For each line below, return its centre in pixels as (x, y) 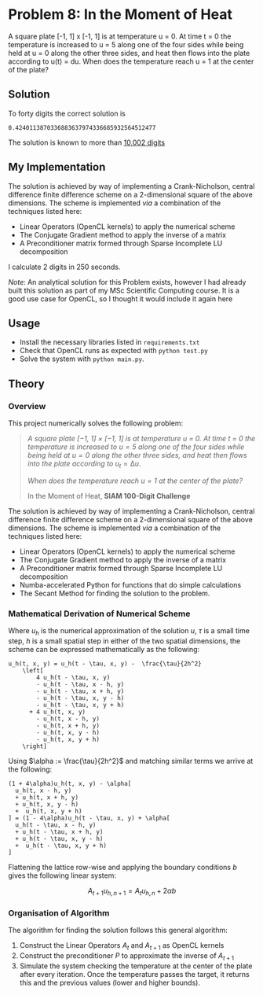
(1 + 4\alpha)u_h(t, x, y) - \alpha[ (70, 783)
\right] (35, 746)
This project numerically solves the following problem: (95, 423)
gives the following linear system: (62, 875)
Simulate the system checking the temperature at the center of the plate (136, 966)
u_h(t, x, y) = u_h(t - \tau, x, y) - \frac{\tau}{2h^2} (105, 663)
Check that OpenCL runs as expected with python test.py (113, 351)
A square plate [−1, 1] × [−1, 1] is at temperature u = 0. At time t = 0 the (141, 439)
